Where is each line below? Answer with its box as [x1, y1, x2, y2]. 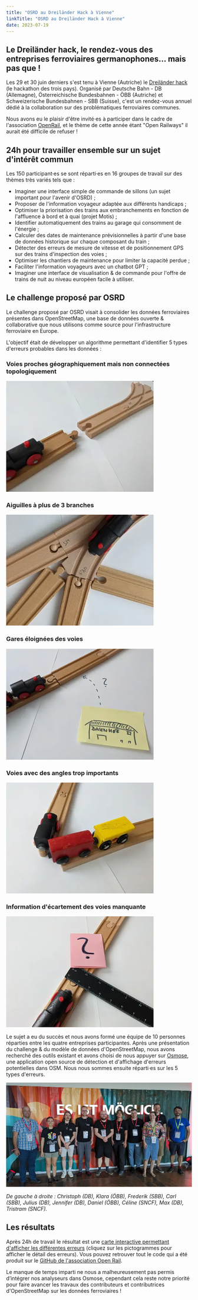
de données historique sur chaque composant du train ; [14, 238, 150, 245]
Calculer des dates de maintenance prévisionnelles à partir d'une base [14, 232, 186, 239]
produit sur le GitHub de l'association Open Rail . [6, 1257, 123, 1264]
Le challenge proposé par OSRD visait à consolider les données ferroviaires [6, 308, 190, 316]
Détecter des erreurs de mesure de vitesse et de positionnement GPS [14, 244, 184, 251]
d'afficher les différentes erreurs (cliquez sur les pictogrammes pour [6, 1244, 173, 1252]
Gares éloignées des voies [6, 635, 84, 643]
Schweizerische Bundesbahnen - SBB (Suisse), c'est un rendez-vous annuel [6, 98, 192, 105]
